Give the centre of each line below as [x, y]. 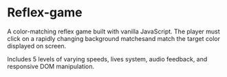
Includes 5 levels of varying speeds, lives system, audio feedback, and [107, 59]
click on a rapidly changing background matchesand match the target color [113, 38]
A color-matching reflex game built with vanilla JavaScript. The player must [113, 31]
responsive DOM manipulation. [51, 66]
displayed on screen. [37, 46]
